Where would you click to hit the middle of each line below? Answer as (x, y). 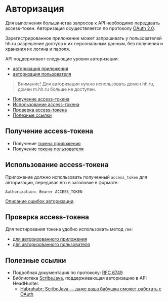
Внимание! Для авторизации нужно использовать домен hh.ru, (86, 84)
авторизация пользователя (42, 74)
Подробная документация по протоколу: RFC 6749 (68, 273)
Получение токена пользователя (48, 149)
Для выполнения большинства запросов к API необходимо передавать (83, 23)
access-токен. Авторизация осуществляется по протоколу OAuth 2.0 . (80, 28)
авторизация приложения (40, 69)
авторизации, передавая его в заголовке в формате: (62, 182)
